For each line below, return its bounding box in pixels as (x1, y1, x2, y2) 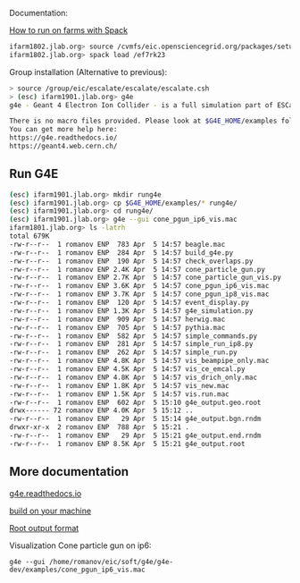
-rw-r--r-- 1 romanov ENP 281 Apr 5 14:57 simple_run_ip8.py (9, 340, 254, 349)
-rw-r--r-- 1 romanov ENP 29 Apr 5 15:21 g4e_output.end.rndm (9, 431, 262, 441)
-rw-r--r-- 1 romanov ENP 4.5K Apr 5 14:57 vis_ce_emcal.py (9, 365, 246, 374)
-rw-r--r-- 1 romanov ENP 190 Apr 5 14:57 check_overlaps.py (9, 257, 254, 266)
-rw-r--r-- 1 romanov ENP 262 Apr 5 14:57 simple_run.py (9, 348, 238, 357)
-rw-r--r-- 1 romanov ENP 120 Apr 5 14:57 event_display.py (9, 299, 250, 308)
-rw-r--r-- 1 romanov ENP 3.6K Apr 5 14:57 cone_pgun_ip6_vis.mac (9, 282, 270, 291)
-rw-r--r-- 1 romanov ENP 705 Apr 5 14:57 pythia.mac (9, 323, 226, 332)
